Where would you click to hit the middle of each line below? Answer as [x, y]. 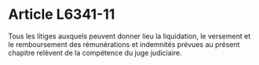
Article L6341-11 [62, 14]
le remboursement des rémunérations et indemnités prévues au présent [124, 44]
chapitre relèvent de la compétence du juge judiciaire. [95, 52]
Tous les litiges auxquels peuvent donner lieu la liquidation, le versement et [129, 36]
